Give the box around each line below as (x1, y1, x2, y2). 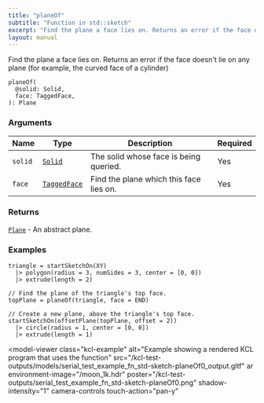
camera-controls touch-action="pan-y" (50, 387, 179, 396)
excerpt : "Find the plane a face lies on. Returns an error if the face (8, 26, 251, 34)
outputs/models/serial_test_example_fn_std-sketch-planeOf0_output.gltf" (8, 361, 245, 371)
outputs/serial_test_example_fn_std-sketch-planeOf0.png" (8, 378, 197, 387)
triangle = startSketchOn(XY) (8, 262, 108, 270)
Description (127, 137, 173, 148)
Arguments (8, 117, 53, 128)
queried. (90, 160, 122, 171)
